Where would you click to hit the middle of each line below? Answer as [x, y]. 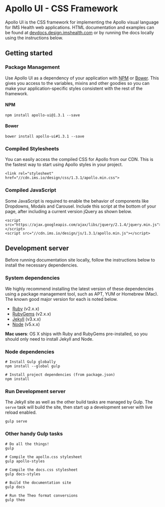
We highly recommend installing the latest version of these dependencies [79, 289]
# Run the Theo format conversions [41, 495]
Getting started [29, 53]
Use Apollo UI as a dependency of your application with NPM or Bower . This [82, 78]
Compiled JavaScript [31, 190]
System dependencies [32, 278]
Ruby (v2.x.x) [26, 308]
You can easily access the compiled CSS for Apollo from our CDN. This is [79, 160]
